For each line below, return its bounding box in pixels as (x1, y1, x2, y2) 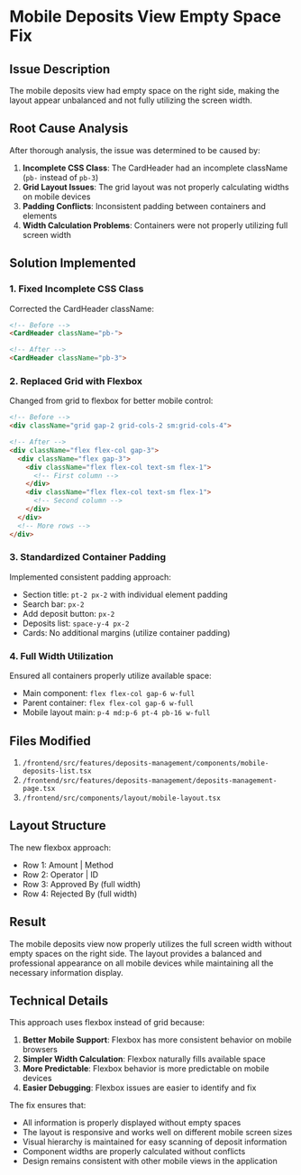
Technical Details (9, 993, 109, 1008)
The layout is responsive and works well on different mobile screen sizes (22, 1127, 293, 1138)
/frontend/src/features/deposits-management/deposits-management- (22, 776, 278, 785)
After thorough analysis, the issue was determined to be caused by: (9, 144, 260, 155)
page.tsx (22, 784, 56, 793)
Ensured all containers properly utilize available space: (9, 670, 212, 682)
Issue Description (9, 61, 111, 77)
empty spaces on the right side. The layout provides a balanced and (9, 948, 262, 959)
